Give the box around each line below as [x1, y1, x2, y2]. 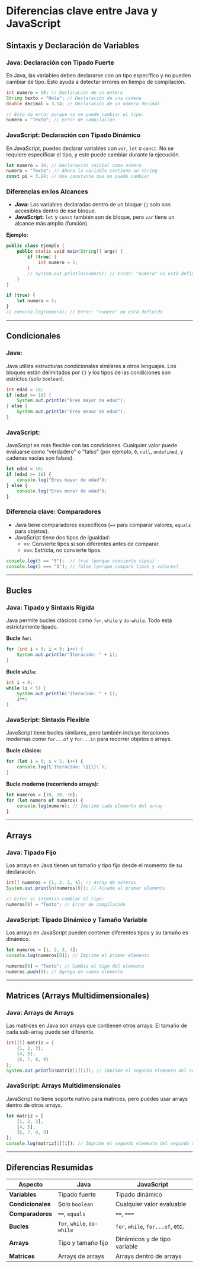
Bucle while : [6, 668, 37, 675]
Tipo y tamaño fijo [57, 1238, 108, 1247]
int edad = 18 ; [6, 387, 44, 393]
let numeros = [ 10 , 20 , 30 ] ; [6, 792, 78, 798]
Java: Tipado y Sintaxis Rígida [6, 603, 95, 611]
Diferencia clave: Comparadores [6, 507, 102, 516]
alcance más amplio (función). [14, 220, 89, 227]
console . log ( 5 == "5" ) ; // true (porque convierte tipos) [6, 558, 155, 564]
